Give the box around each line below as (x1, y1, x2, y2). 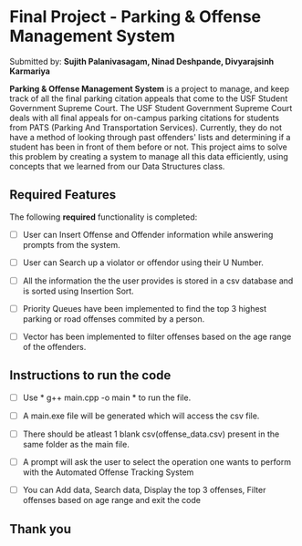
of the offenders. (22, 342, 87, 353)
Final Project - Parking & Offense (9, 6, 262, 27)
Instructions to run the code (9, 367, 172, 384)
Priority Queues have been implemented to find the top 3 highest (22, 303, 267, 314)
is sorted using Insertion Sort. (22, 285, 134, 296)
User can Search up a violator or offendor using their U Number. (22, 257, 265, 268)
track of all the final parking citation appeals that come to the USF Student (9, 93, 288, 104)
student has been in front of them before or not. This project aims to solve (9, 141, 287, 152)
